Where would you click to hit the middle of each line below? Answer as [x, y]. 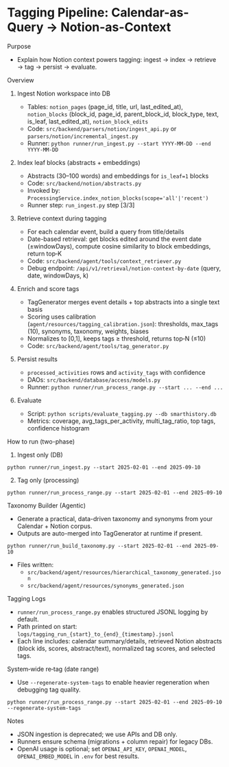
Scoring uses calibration [61, 317]
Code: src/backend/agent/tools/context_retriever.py [104, 261]
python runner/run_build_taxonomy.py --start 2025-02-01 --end [99, 546]
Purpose [19, 46]
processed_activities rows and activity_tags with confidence [116, 372]
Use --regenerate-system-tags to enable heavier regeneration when [113, 682]
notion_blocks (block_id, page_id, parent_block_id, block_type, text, [123, 114]
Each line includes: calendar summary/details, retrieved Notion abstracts [119, 641]
